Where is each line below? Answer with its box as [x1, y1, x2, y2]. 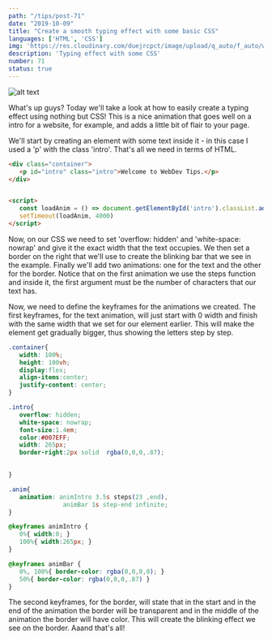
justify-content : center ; [19, 381, 107, 390]
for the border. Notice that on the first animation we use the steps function [8, 269, 257, 278]
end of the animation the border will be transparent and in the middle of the [8, 606, 259, 615]
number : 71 [8, 58, 45, 66]
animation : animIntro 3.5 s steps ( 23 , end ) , [19, 493, 168, 501]
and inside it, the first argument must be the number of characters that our [8, 277, 257, 287]
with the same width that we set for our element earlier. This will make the [8, 318, 255, 329]
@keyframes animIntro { [8, 523, 89, 531]
